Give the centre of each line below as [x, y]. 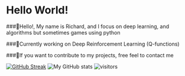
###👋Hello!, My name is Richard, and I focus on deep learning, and [88, 26]
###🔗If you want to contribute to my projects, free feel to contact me [90, 55]
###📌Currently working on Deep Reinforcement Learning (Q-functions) [93, 44]
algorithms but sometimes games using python [63, 32]
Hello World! [37, 10]
